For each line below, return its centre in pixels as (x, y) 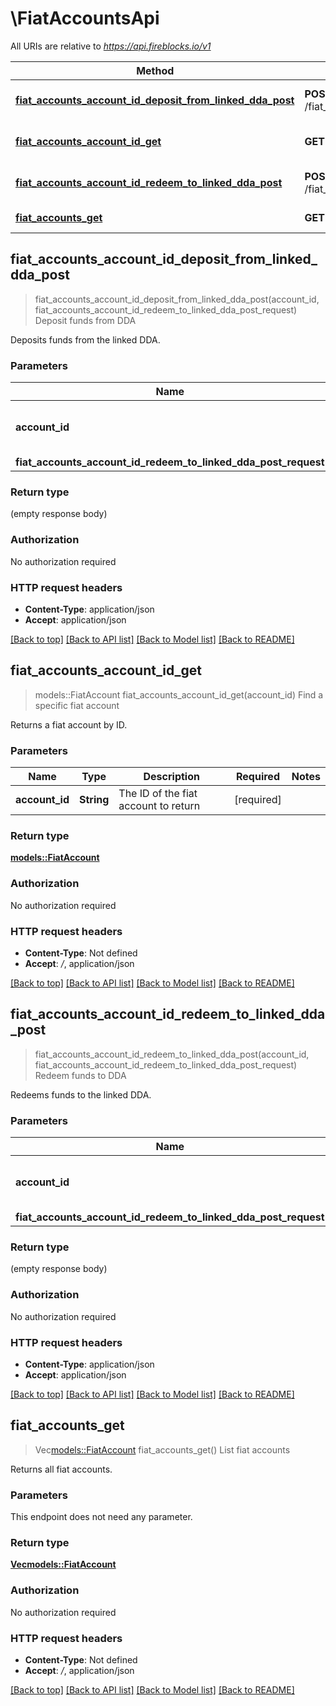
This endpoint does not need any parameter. (101, 1517)
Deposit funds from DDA (85, 320)
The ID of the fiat (158, 794)
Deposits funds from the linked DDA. (85, 339)
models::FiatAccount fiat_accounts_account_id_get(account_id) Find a (179, 694)
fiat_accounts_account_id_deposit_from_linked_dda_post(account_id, (177, 299)
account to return (159, 806)
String (94, 800)
